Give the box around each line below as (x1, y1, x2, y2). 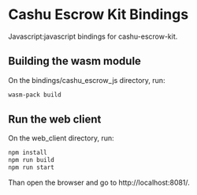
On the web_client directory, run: (8, 133, 114, 143)
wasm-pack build (8, 91, 61, 99)
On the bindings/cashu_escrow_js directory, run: (8, 75, 165, 84)
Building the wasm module (8, 54, 142, 68)
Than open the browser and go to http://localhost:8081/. (8, 178, 191, 187)
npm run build (8, 156, 55, 164)
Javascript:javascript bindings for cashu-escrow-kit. (8, 32, 178, 41)
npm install (8, 148, 47, 157)
